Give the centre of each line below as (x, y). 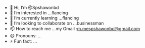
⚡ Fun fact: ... (23, 41)
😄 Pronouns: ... (26, 36)
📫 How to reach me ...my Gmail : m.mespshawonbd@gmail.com (75, 29)
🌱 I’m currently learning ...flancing (44, 18)
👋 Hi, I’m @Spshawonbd (34, 8)
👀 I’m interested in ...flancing (39, 13)
